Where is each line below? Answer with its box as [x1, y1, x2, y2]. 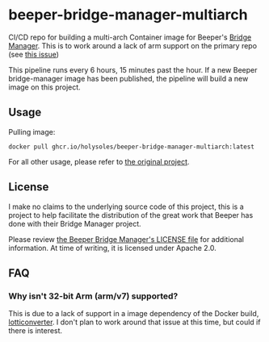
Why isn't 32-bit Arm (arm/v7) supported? [8, 290, 179, 302]
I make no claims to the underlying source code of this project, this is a [8, 202, 244, 211]
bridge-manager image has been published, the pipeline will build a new [8, 73, 249, 83]
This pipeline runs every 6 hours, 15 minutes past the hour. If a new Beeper [8, 65, 258, 74]
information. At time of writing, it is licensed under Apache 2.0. [8, 243, 216, 252]
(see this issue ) [8, 49, 59, 59]
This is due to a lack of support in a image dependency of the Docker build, [8, 309, 259, 319]
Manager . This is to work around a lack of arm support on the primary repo [8, 40, 257, 50]
